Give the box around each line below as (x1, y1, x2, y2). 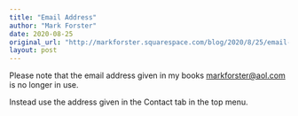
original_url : (9, 37, 62, 47)
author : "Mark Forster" (9, 21, 98, 30)
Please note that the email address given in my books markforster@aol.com (9, 70, 286, 81)
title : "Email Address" (9, 12, 98, 22)
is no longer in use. (9, 80, 79, 90)
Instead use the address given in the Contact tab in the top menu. (9, 97, 248, 107)
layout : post (9, 46, 58, 55)
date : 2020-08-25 (9, 29, 74, 38)
